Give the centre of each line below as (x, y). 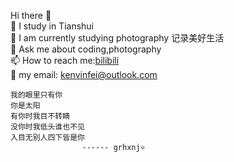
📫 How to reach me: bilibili (65, 60)
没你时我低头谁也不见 (47, 127)
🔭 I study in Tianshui (52, 26)
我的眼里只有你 (36, 95)
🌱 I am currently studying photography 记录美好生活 (117, 38)
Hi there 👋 (31, 15)
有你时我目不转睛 (40, 116)
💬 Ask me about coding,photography (86, 49)
